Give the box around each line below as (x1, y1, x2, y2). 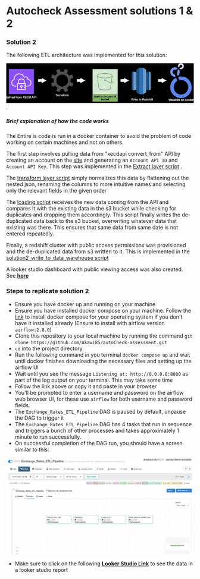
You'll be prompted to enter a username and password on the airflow (14, 389, 184, 396)
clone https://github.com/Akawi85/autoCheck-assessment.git (14, 339, 167, 345)
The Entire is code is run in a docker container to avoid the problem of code (6, 133, 192, 140)
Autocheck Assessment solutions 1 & (6, 4, 193, 18)
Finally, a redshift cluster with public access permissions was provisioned (6, 242, 186, 249)
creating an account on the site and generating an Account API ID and (6, 156, 178, 164)
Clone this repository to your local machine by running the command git (14, 332, 193, 339)
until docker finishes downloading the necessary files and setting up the (14, 357, 192, 364)
